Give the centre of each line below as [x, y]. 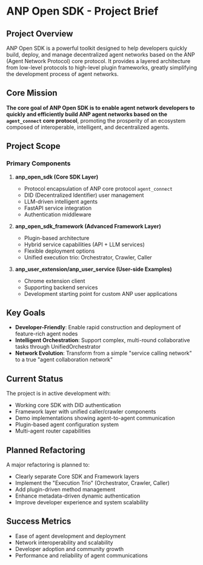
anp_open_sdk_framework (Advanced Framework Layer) [88, 226]
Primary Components [38, 163]
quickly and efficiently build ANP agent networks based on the [87, 114]
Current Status [35, 379]
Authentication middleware [58, 214]
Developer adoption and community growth [69, 549]
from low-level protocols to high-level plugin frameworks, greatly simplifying [102, 67]
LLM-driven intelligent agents [61, 201]
